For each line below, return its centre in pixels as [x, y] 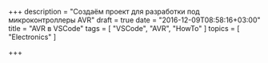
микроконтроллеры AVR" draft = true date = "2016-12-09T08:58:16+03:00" [134, 20]
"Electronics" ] [32, 37]
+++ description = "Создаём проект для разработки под [104, 12]
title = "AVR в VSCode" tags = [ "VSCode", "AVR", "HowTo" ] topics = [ [124, 28]
